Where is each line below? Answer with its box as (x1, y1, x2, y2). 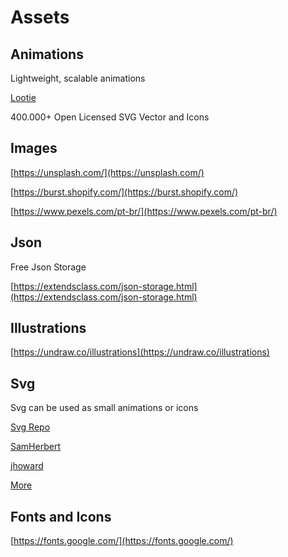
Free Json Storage (10, 261, 87, 273)
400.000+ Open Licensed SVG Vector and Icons (10, 111, 210, 123)
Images (10, 140, 58, 157)
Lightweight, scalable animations (10, 72, 146, 84)
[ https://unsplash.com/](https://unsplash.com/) (10, 166, 205, 178)
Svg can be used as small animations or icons (10, 402, 199, 414)
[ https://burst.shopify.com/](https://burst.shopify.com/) (10, 186, 239, 198)
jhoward (10, 460, 44, 472)
